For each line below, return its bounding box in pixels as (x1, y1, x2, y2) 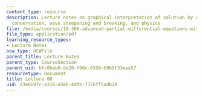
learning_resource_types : (6, 37, 71, 43)
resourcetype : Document (6, 70, 66, 77)
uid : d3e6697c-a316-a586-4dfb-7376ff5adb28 (6, 82, 118, 88)
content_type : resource (6, 8, 66, 15)
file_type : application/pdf (6, 31, 77, 37)
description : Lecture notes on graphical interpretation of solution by (6, 14, 193, 20)
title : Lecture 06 (6, 76, 53, 82)
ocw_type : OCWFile (6, 48, 53, 54)
